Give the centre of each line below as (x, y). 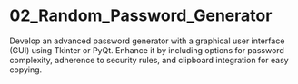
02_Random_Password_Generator (141, 16)
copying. (26, 70)
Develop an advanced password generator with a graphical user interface (147, 41)
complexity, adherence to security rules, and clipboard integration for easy (149, 60)
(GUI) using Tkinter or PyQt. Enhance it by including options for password (147, 50)
